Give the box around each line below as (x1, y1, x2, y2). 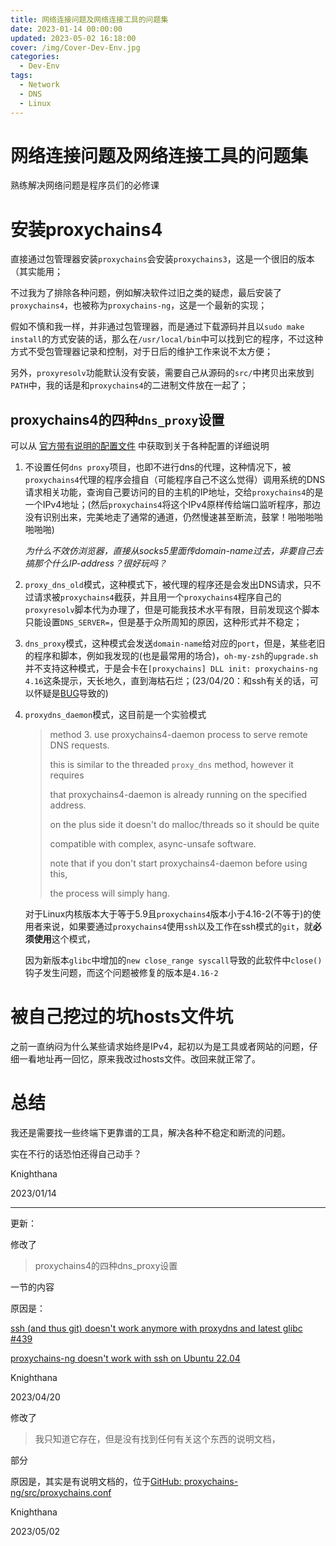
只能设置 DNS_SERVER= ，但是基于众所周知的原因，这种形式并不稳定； (24, 616, 303, 628)
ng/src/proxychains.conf (10, 1487, 112, 1499)
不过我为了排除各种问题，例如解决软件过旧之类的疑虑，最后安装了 (10, 287, 282, 299)
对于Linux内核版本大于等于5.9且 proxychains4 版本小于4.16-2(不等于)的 (24, 908, 313, 920)
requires (49, 769, 85, 781)
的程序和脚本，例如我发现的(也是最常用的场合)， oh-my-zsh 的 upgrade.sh (24, 650, 319, 662)
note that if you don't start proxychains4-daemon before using (49, 857, 308, 870)
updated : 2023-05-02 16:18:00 (10, 33, 137, 43)
